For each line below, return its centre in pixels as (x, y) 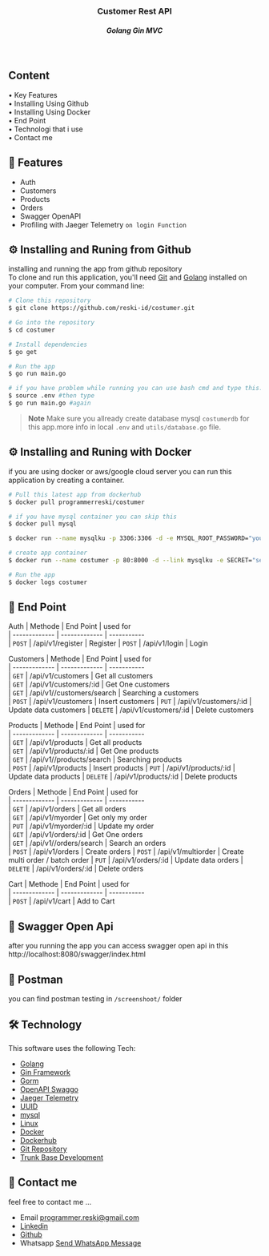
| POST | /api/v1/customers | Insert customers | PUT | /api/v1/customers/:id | (130, 702)
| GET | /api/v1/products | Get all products (75, 743)
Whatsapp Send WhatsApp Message (80, 1242)
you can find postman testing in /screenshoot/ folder (95, 999)
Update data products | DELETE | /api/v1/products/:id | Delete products (123, 777)
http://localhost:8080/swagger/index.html (77, 954)
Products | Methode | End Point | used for (77, 726)
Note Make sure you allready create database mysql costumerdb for (139, 418)
